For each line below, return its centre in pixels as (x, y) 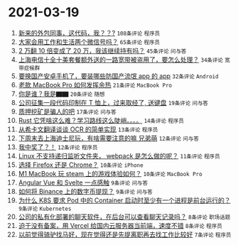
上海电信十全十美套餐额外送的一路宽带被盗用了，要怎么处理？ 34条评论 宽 (124, 59)
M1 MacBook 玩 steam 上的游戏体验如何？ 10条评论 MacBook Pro (110, 173)
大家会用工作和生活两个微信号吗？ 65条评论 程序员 (89, 42)
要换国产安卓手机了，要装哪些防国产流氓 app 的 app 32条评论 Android (118, 76)
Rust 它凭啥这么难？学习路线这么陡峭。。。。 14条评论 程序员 (101, 120)
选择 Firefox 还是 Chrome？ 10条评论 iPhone (81, 165)
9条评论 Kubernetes (45, 209)
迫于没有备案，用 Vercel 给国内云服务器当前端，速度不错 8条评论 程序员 (120, 225)
